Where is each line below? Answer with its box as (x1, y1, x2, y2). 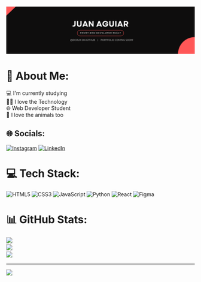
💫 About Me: (6, 70, 69, 83)
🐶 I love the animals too (6, 111, 64, 118)
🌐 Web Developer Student (6, 104, 71, 112)
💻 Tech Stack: (6, 166, 80, 180)
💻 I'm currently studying (6, 89, 68, 97)
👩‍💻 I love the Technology (6, 98, 68, 105)
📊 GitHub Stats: (6, 212, 88, 226)
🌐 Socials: (6, 128, 45, 139)
